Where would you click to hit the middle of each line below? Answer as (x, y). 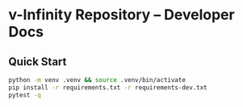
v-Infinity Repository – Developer (122, 15)
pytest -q (25, 95)
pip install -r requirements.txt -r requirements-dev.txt (108, 87)
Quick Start (38, 62)
